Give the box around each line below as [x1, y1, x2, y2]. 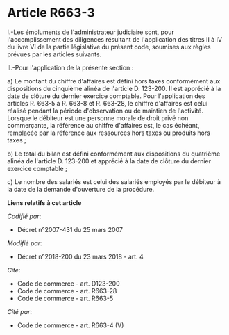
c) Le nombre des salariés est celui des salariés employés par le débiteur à [7, 177, 221, 186]
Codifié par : [7, 212, 42, 220]
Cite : [7, 265, 21, 274]
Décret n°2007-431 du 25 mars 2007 [17, 225, 124, 234]
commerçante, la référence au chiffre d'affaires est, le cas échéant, [7, 121, 200, 129]
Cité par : [7, 307, 33, 316]
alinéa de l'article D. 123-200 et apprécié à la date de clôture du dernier [7, 156, 212, 165]
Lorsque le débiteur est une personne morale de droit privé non [7, 113, 189, 122]
